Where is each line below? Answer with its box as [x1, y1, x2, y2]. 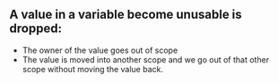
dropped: [9, 21, 63, 37]
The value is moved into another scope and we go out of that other [22, 54, 270, 65]
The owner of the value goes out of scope [22, 45, 178, 55]
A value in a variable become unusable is [9, 7, 242, 22]
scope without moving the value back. [22, 63, 164, 74]
